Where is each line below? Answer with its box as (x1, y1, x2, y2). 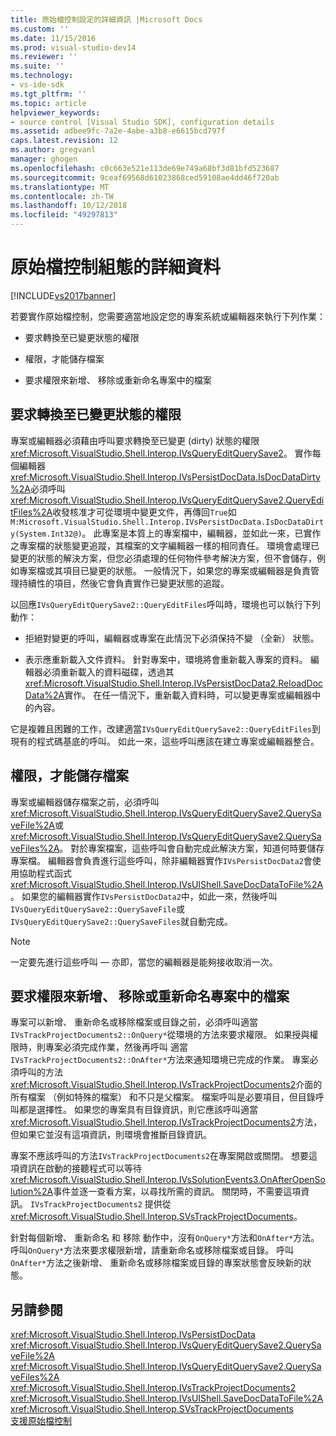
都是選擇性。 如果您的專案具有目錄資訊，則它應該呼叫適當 (18, 1104, 258, 1116)
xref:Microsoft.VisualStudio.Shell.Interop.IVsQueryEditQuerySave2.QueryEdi (10, 494, 325, 506)
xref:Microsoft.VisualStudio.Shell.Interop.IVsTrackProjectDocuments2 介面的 (10, 1079, 323, 1091)
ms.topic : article (10, 98, 87, 108)
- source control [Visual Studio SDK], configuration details (10, 117, 275, 127)
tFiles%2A (10, 506, 53, 518)
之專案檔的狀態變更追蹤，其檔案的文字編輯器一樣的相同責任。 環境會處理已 (10, 539, 320, 551)
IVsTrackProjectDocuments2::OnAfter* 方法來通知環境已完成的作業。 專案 (10, 1054, 310, 1066)
